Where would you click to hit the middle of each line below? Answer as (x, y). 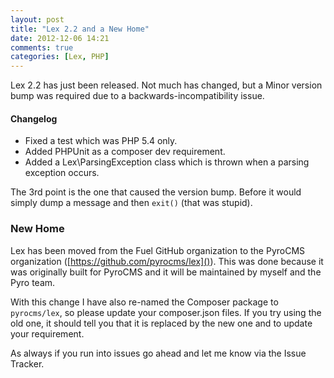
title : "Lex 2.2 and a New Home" (80, 29)
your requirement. (47, 333)
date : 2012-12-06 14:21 (60, 38)
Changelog (34, 118)
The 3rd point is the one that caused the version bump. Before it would (156, 192)
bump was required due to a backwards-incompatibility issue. (137, 96)
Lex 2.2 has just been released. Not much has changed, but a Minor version (166, 85)
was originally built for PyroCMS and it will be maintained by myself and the (166, 272)
